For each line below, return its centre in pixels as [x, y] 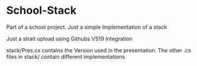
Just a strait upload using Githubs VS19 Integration [69, 38]
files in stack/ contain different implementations [66, 56]
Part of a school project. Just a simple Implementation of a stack [87, 27]
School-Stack [42, 10]
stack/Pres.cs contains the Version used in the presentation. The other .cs [99, 50]
